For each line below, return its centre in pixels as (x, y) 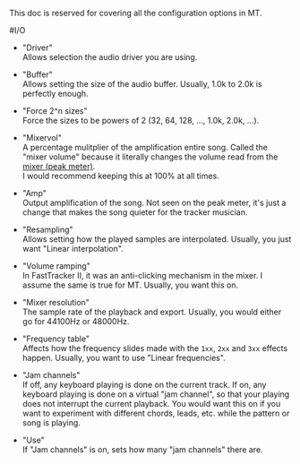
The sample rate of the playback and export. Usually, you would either (152, 312)
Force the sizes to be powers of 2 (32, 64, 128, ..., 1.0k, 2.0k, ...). (141, 120)
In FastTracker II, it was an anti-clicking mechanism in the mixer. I (142, 275)
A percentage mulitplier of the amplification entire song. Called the (145, 147)
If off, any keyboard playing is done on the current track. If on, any (144, 385)
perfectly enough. (55, 94)
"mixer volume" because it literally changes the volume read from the (150, 157)
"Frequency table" (56, 339)
